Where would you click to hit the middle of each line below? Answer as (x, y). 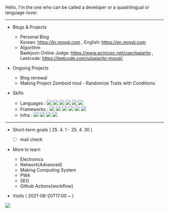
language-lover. (22, 13)
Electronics (32, 159)
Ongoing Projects (30, 68)
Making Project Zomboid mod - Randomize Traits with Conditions (88, 83)
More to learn (27, 150)
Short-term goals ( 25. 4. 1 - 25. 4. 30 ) (53, 130)
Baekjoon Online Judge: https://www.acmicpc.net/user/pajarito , (87, 53)
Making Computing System (48, 170)
